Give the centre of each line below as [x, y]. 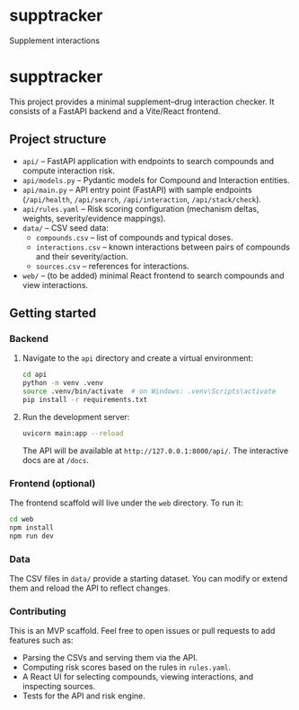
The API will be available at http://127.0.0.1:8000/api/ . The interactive [155, 451]
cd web [22, 520]
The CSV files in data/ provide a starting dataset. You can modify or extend [149, 578]
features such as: [41, 640]
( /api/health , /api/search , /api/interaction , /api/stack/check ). [142, 199]
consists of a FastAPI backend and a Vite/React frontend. [115, 111]
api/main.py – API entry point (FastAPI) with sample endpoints [137, 189]
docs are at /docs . [56, 460]
